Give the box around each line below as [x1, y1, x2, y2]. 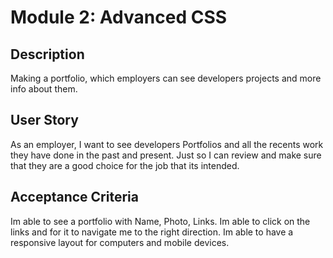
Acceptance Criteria [10, 189, 139, 206]
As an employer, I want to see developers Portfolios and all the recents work [10, 138, 324, 150]
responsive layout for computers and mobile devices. [10, 236, 230, 248]
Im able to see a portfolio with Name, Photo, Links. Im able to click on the [10, 215, 311, 227]
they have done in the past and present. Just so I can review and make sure [10, 149, 322, 161]
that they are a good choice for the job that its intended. [10, 159, 240, 171]
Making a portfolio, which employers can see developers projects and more [10, 72, 322, 84]
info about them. [10, 83, 78, 95]
